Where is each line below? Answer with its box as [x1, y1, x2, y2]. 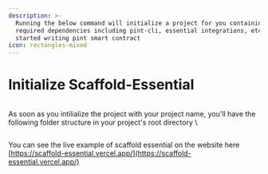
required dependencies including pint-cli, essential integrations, [15, 26, 248, 34]
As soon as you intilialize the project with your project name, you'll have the [8, 109, 257, 119]
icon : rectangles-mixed [8, 42, 88, 49]
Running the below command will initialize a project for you [15, 19, 227, 27]
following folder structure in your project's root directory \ [8, 117, 198, 128]
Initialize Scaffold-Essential [8, 76, 195, 94]
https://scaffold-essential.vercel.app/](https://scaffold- [10, 148, 191, 158]
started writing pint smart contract [15, 34, 141, 42]
